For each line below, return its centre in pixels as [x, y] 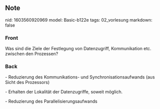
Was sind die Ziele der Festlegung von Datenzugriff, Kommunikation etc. [78, 49]
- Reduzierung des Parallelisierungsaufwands [51, 101]
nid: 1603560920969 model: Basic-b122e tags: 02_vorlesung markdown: [79, 20]
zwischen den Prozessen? [32, 54]
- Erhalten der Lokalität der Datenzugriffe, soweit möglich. [64, 92]
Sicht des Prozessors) [28, 82]
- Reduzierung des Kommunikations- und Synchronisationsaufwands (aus [80, 77]
